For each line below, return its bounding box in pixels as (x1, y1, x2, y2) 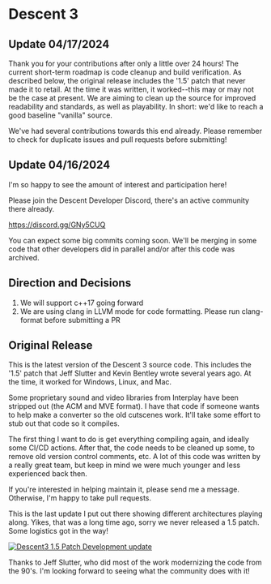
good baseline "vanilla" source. (8, 110, 113, 120)
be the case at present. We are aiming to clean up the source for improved (8, 93, 256, 102)
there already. (8, 204, 55, 213)
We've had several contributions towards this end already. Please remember (8, 127, 263, 135)
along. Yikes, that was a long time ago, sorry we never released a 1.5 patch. (8, 517, 260, 527)
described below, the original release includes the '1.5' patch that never (8, 76, 246, 85)
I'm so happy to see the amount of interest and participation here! (8, 179, 227, 189)
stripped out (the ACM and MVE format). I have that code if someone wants (8, 401, 260, 411)
